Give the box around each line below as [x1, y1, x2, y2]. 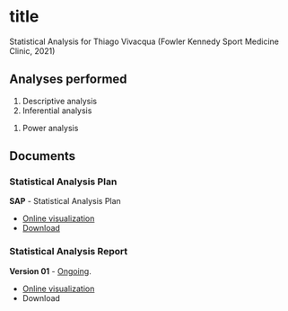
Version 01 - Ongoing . [9, 265, 92, 276]
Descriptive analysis [22, 95, 97, 106]
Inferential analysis [22, 105, 92, 116]
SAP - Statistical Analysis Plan [9, 196, 121, 207]
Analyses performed [9, 72, 127, 87]
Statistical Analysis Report [9, 245, 128, 258]
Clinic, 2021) [9, 45, 56, 56]
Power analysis [22, 122, 79, 133]
